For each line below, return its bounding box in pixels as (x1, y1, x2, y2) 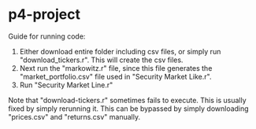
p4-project (8, 6, 81, 24)
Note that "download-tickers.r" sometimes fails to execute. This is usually (8, 95, 247, 105)
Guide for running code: (8, 31, 86, 41)
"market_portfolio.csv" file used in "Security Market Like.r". (19, 72, 212, 81)
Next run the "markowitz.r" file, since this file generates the (19, 63, 213, 72)
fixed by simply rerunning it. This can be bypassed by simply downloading (8, 104, 250, 113)
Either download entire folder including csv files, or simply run (19, 46, 221, 56)
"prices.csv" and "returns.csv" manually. (8, 112, 140, 121)
